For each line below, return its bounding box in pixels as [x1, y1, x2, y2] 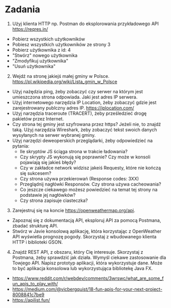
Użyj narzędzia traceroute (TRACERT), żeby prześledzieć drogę [12, 110, 147, 116]
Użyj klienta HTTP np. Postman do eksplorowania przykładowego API [12, 20, 159, 27]
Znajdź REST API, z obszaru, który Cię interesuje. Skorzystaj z [12, 249, 143, 255]
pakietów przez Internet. [12, 115, 64, 121]
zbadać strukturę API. [12, 222, 58, 229]
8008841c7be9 [12, 291, 45, 298]
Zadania [5, 4, 40, 15]
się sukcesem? [19, 170, 52, 176]
